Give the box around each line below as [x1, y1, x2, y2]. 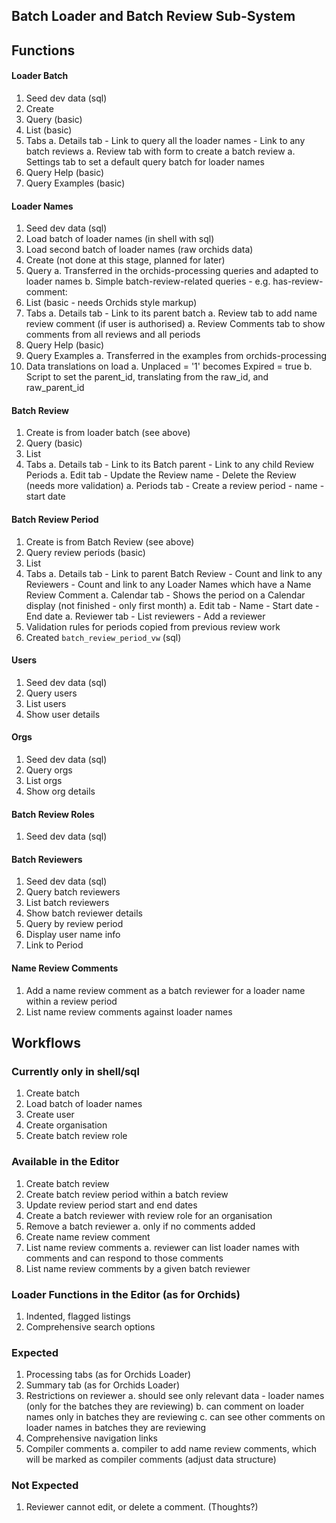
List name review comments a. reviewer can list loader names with [25, 1241, 300, 1253]
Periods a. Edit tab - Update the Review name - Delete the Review [25, 469, 297, 481]
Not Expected [11, 1479, 79, 1493]
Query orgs [25, 764, 73, 776]
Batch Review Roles [11, 808, 95, 820]
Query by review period [25, 918, 124, 930]
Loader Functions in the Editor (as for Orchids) [11, 1287, 241, 1301]
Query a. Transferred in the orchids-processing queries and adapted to [25, 265, 319, 277]
